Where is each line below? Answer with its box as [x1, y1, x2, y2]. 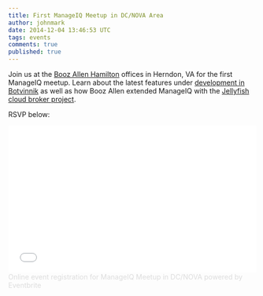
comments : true [8, 41, 58, 49]
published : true [8, 48, 61, 56]
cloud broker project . [8, 95, 76, 104]
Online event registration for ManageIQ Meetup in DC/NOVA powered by [8, 272, 243, 281]
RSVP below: [8, 110, 50, 119]
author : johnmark [8, 19, 65, 27]
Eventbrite [8, 280, 42, 290]
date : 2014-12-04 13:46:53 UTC [8, 26, 111, 34]
